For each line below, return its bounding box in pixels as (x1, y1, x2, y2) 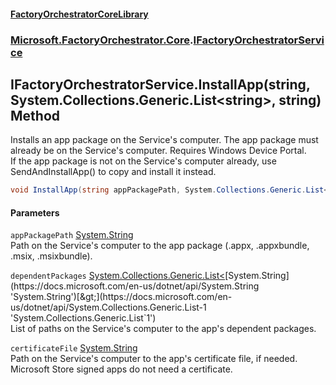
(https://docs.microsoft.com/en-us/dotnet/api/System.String (10, 280, 260, 292)
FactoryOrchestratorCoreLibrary (10, 8, 149, 20)
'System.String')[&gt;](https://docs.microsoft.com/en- (10, 291, 233, 303)
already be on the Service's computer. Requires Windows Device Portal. (10, 145, 307, 157)
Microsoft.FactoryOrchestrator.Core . (10, 33, 194, 47)
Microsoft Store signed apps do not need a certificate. (10, 363, 233, 375)
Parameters (10, 206, 60, 219)
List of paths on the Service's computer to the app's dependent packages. (10, 323, 317, 335)
